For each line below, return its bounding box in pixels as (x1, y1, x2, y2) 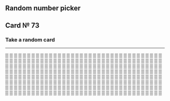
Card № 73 (5, 21, 39, 30)
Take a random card (5, 36, 55, 43)
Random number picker (5, 4, 81, 13)
